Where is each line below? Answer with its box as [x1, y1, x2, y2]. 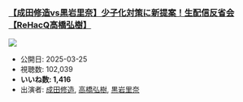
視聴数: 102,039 [20, 65, 73, 74]
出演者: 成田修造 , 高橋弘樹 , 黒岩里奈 [20, 85, 140, 95]
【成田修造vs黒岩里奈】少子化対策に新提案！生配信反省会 [8, 6, 235, 18]
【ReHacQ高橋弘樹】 [8, 19, 92, 30]
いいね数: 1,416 [20, 74, 72, 84]
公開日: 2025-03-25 [20, 54, 88, 64]
